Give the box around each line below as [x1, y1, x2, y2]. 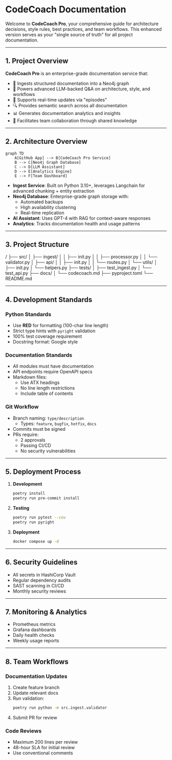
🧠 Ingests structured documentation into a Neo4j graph [12, 80, 130, 86]
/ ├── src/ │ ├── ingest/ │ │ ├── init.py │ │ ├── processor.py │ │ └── [5, 254, 158, 260]
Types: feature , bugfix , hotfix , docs [20, 420, 97, 427]
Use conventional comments [12, 750, 73, 756]
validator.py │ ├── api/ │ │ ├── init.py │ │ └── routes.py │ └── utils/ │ [5, 259, 158, 265]
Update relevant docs [12, 690, 59, 696]
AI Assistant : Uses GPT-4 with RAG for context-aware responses [12, 215, 151, 221]
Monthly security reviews [12, 588, 67, 594]
